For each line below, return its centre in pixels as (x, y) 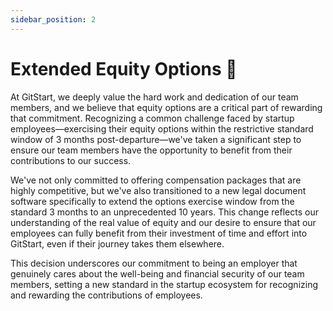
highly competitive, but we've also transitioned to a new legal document (158, 190)
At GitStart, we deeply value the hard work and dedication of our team (154, 97)
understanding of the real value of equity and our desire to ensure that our (163, 222)
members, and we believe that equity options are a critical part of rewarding (166, 107)
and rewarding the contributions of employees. (106, 295)
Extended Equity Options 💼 (124, 68)
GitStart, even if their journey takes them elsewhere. (117, 243)
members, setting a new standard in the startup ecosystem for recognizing (164, 284)
